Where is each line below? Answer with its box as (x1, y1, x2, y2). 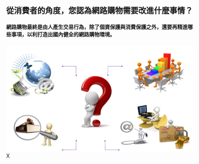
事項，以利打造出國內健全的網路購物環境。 (11, 30, 115, 37)
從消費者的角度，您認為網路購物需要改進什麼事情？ (6, 5, 193, 16)
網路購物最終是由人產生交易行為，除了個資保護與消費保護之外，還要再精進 (6, 23, 188, 30)
